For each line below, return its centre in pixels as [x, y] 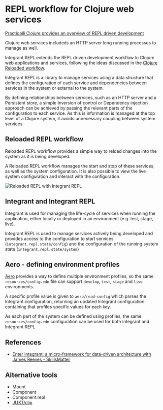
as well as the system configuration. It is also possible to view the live [76, 171]
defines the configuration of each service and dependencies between [76, 83]
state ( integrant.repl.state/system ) [42, 249]
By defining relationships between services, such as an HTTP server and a [81, 98]
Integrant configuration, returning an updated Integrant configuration [75, 302]
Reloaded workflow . [25, 68]
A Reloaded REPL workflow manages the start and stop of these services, [80, 166]
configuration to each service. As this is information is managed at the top [80, 113]
